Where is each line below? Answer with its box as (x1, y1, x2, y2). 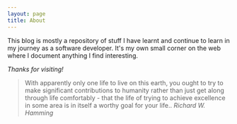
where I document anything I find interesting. (7, 51, 139, 60)
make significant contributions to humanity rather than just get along (24, 86, 225, 94)
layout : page (7, 10, 46, 18)
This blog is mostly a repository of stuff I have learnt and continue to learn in (7, 36, 230, 44)
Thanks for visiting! (7, 65, 64, 73)
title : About (7, 17, 46, 24)
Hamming (24, 108, 54, 117)
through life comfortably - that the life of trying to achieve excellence (24, 93, 226, 102)
